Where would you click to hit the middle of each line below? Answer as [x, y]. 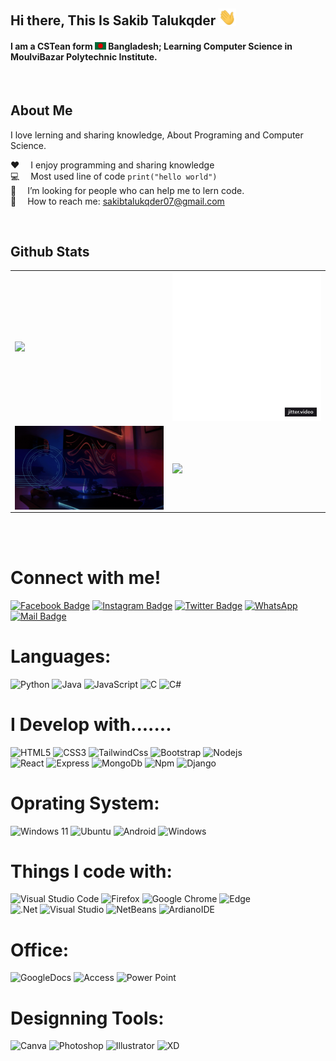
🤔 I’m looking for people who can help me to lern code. [127, 190]
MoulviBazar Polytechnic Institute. [84, 57]
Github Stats [50, 251]
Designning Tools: [87, 1018]
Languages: [61, 656]
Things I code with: [91, 871]
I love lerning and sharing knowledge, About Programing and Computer [157, 135]
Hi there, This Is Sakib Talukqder [113, 20]
